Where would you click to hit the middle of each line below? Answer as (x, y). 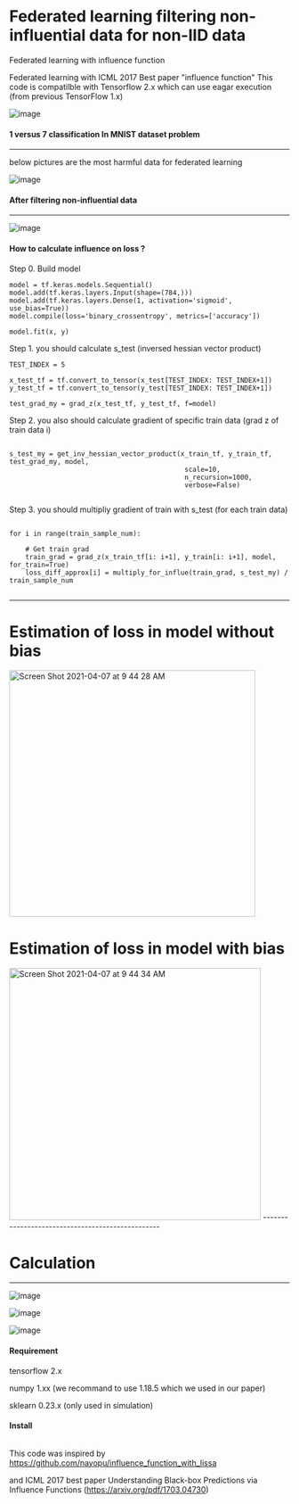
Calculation (53, 1263)
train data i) (30, 429)
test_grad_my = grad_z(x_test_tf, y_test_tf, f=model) (113, 403)
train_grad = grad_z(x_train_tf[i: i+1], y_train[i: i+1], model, (151, 557)
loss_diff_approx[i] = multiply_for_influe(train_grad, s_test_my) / (157, 573)
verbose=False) (213, 485)
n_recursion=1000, (218, 477)
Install (21, 1425)
